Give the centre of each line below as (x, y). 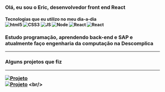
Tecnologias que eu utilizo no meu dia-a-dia (51, 19)
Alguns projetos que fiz (34, 62)
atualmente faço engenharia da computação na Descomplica (79, 44)
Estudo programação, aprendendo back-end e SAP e (69, 37)
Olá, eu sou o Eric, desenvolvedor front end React (65, 7)
